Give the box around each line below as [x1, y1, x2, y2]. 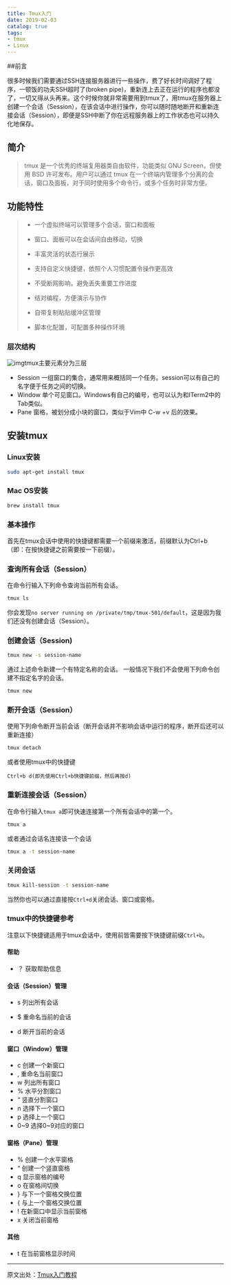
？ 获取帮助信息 [16, 964, 62, 973]
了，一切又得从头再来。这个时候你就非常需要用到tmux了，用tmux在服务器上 [7, 94, 222, 102]
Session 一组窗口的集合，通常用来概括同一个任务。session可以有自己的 [16, 373, 220, 381]
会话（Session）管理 [7, 982, 67, 990]
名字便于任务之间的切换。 [16, 382, 90, 390]
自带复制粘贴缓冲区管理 [34, 308, 101, 316]
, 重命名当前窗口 [16, 1070, 63, 1078]
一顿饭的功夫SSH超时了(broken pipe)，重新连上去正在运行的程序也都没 [19, 85, 221, 93]
